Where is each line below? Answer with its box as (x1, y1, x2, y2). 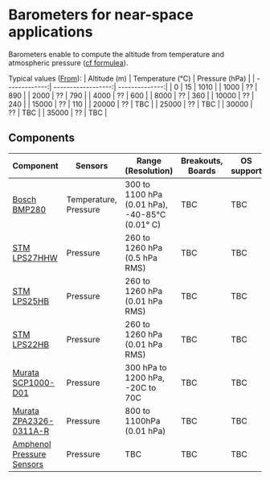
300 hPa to (125, 362, 167, 373)
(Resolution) (125, 165, 174, 176)
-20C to (125, 382, 157, 393)
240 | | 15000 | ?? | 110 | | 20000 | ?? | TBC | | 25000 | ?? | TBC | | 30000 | (8, 99, 253, 109)
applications (8, 23, 93, 41)
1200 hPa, (125, 372, 165, 383)
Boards (187, 165, 216, 176)
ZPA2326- (12, 415, 55, 426)
